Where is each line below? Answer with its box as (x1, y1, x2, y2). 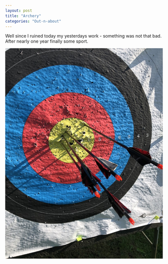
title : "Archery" (5, 13, 41, 19)
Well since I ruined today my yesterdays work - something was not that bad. (5, 33, 162, 39)
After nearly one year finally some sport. (5, 38, 88, 45)
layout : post (5, 8, 32, 13)
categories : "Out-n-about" (5, 19, 61, 24)
